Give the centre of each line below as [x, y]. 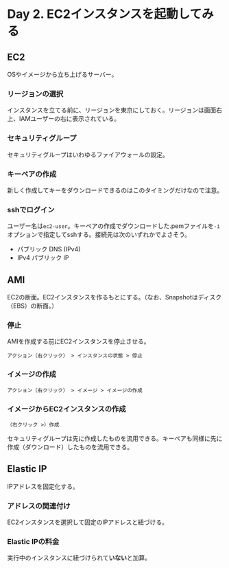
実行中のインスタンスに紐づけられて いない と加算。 [79, 558]
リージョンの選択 [35, 93]
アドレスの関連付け [39, 505]
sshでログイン [31, 209]
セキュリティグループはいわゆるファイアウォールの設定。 [88, 155]
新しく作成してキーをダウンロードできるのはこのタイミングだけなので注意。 [115, 190]
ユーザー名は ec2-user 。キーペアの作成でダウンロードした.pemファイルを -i [114, 226]
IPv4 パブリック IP [43, 258]
